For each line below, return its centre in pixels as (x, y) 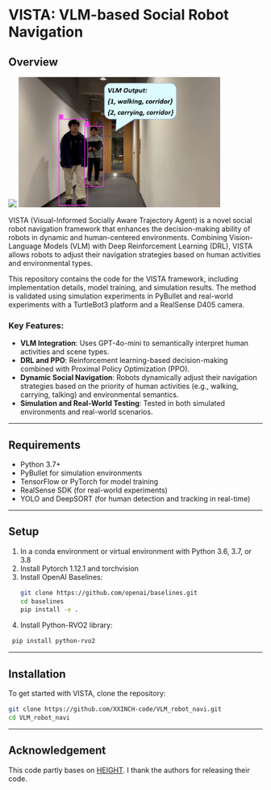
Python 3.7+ (40, 464)
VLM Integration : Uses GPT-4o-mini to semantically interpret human (134, 343)
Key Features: (36, 325)
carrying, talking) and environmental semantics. (99, 395)
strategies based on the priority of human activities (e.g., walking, (129, 387)
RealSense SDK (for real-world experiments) (94, 490)
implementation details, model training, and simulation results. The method (132, 287)
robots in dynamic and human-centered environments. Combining (118, 237)
